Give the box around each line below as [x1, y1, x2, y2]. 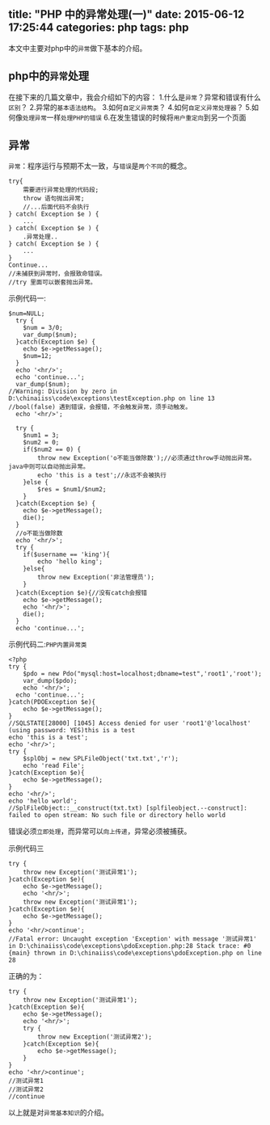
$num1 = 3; [23, 432, 60, 440]
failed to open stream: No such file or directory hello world [8, 811, 226, 820]
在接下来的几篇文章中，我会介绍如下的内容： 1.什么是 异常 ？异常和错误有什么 [8, 92, 261, 102]
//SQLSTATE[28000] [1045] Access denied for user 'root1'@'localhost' [8, 719, 251, 727]
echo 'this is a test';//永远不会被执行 [37, 471, 167, 479]
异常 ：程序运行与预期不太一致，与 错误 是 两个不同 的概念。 [8, 161, 192, 171]
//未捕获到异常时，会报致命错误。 [8, 270, 107, 278]
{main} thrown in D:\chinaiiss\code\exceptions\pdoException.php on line [8, 949, 263, 958]
